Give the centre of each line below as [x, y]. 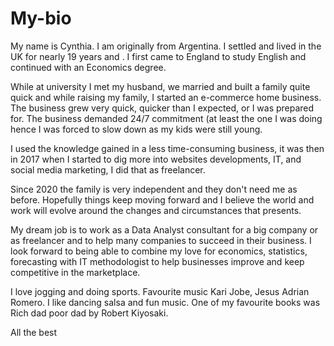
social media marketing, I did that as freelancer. [108, 169]
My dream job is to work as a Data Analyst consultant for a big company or [164, 229]
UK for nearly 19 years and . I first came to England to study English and [158, 56]
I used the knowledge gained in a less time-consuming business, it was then [167, 148]
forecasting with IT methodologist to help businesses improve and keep [157, 261]
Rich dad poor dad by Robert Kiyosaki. [89, 313]
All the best [34, 332]
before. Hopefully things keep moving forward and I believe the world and [162, 199]
